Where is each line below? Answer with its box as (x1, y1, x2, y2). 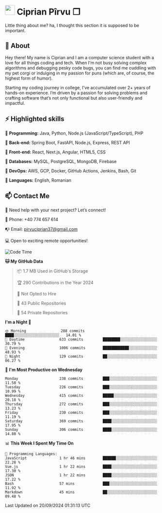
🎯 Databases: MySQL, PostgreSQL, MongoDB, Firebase (5, 158, 117, 164)
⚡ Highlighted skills (5, 115, 65, 123)
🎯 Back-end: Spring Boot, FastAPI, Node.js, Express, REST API (5, 139, 130, 145)
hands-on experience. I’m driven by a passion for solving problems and (5, 90, 147, 96)
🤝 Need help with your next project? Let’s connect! (5, 207, 106, 213)
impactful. (5, 100, 25, 106)
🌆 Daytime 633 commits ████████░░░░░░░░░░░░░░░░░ (5, 337, 158, 342)
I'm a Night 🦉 (5, 319, 32, 325)
